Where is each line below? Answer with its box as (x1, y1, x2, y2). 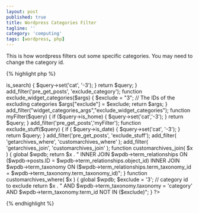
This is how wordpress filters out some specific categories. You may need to (6, 53, 193, 59)
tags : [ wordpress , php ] (6, 36, 65, 42)
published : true (6, 14, 46, 20)
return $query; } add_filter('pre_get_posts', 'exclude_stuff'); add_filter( (6, 132, 176, 139)
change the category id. (6, 59, 65, 66)
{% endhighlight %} (6, 200, 54, 207)
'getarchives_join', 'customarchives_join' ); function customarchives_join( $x (6, 144, 193, 151)
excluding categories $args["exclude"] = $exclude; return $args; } (6, 101, 168, 107)
